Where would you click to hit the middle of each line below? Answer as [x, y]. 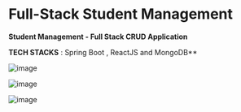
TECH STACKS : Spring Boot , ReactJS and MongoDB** [103, 52]
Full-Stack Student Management [121, 14]
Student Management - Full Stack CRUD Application [98, 37]
